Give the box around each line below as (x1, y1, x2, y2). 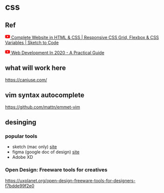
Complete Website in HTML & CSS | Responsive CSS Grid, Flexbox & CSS (11, 35, 159, 40)
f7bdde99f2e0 (5, 183, 35, 189)
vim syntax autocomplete (5, 91, 85, 99)
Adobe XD (12, 154, 33, 160)
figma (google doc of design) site (12, 149, 80, 155)
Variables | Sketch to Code (5, 40, 59, 45)
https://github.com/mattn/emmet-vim (5, 104, 80, 110)
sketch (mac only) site (12, 144, 57, 150)
